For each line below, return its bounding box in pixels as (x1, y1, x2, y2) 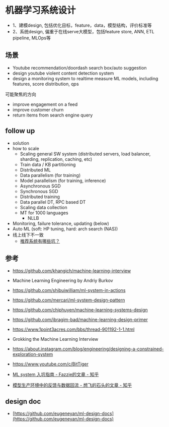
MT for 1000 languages (20, 210, 69, 216)
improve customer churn (12, 106, 64, 112)
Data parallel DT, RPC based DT (20, 199, 86, 205)
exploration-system (12, 351, 53, 357)
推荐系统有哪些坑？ (20, 238, 60, 244)
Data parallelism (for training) (20, 172, 81, 178)
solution (12, 140, 29, 146)
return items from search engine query (12, 112, 93, 118)
